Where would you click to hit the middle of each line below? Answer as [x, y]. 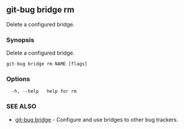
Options [18, 79]
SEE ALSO [21, 106]
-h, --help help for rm [44, 91]
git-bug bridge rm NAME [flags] [47, 64]
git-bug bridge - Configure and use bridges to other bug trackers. [97, 119]
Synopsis [20, 40]
